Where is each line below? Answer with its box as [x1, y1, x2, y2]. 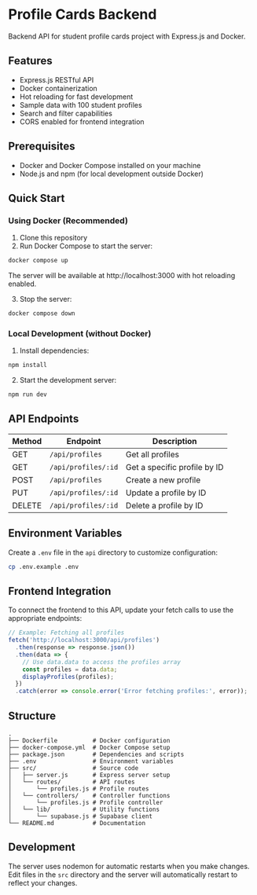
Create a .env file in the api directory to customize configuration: [8, 548, 218, 557]
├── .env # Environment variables [8, 757, 174, 765]
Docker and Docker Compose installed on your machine [19, 160, 201, 170]
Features [8, 54, 53, 68]
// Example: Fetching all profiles [8, 629, 125, 637]
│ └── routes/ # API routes [8, 778, 135, 787]
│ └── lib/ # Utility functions [8, 805, 160, 814]
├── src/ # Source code [8, 765, 139, 772]
